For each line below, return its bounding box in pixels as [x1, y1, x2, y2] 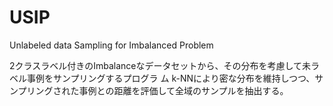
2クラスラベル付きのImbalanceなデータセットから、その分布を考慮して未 [9, 59, 312, 71]
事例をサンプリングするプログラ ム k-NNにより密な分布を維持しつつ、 [26, 72, 316, 84]
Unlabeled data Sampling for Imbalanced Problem [9, 39, 214, 51]
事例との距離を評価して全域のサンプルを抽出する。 [78, 84, 289, 96]
